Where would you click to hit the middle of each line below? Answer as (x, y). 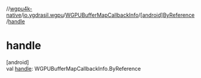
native (14, 15)
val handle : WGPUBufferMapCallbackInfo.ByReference (74, 68)
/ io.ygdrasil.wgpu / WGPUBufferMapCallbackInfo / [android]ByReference (108, 15)
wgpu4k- (21, 9)
